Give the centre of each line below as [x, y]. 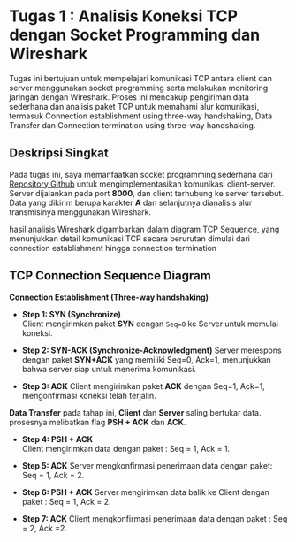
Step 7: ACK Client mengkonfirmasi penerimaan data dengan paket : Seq [155, 518]
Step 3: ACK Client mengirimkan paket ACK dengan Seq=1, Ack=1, [143, 386]
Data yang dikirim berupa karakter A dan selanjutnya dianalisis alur [131, 202]
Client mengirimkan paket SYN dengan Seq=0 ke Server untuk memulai [150, 324]
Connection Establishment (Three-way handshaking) [109, 297]
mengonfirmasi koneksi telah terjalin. [89, 395]
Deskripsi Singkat [59, 153]
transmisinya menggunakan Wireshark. [80, 212]
